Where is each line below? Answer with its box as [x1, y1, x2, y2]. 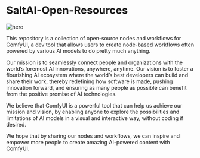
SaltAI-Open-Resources [6, 4, 128, 17]
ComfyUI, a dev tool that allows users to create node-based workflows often [6, 41, 195, 48]
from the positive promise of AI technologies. [6, 90, 118, 97]
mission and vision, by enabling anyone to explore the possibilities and [6, 108, 180, 115]
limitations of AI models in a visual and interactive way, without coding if [6, 114, 184, 122]
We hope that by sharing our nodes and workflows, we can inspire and [6, 132, 180, 140]
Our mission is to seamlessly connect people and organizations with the [6, 59, 183, 66]
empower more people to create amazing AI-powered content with [6, 138, 170, 146]
